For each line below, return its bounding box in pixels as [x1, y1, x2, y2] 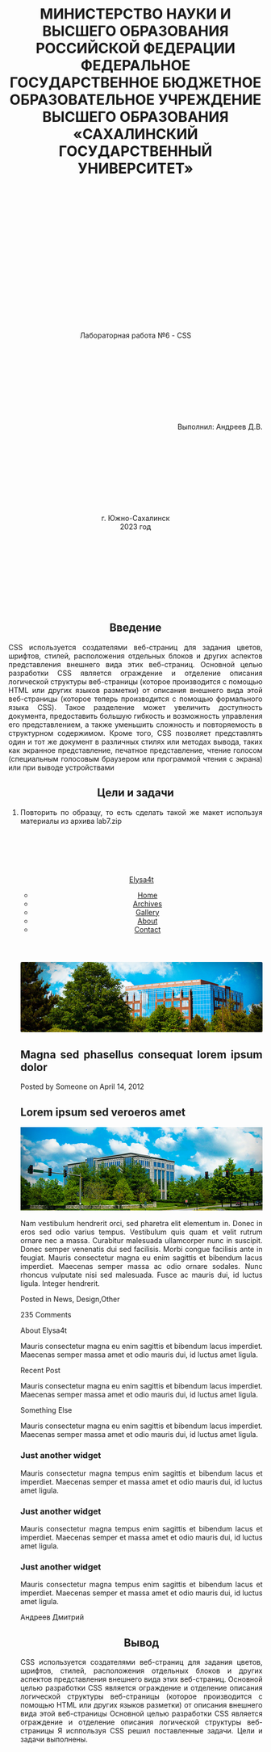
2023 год [119, 522, 152, 531]
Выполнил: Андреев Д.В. [177, 422, 263, 431]
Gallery [135, 907, 160, 917]
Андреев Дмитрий [19, 1612, 85, 1622]
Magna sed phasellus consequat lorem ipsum [19, 1048, 263, 1061]
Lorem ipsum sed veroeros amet [19, 1105, 186, 1119]
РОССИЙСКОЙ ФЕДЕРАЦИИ [35, 40, 236, 57]
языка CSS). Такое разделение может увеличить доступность [8, 702, 263, 712]
